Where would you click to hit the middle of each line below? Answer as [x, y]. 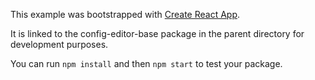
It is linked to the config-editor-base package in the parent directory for [157, 33]
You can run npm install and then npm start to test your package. [146, 63]
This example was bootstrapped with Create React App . [125, 14]
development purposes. [59, 44]
